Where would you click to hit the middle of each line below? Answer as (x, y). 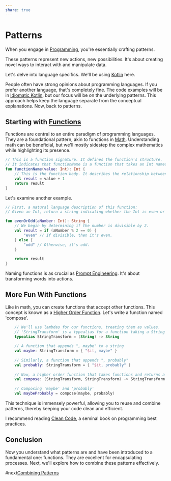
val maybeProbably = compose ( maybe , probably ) (65, 393)
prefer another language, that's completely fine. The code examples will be (84, 90)
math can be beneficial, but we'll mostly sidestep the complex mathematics (84, 145)
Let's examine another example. (39, 198)
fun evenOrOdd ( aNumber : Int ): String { (48, 221)
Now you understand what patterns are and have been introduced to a (79, 452)
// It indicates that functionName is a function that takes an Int (79, 164)
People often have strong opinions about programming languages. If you (81, 84)
